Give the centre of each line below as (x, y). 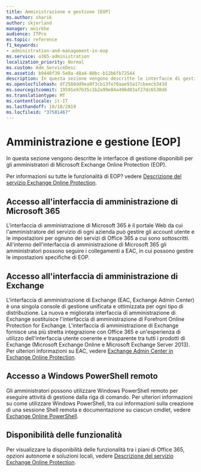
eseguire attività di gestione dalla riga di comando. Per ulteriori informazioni (100, 397)
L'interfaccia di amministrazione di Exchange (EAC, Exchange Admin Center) (100, 300)
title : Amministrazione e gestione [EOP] (59, 12)
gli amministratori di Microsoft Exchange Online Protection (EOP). (86, 165)
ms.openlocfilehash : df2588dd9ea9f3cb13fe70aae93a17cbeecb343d (87, 85)
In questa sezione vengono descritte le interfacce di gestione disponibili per (100, 158)
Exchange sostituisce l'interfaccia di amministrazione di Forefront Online (95, 319)
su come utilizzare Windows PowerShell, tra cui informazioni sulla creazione (100, 403)
